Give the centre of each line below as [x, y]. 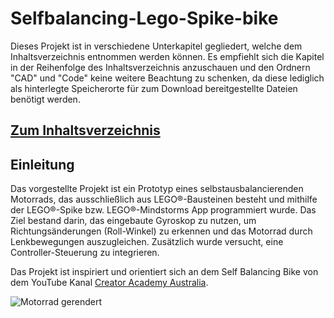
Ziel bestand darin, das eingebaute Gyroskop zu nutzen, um [133, 221]
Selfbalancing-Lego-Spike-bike [144, 18]
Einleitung [42, 164]
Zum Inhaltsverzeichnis [85, 130]
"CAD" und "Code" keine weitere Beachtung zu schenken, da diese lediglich [167, 78]
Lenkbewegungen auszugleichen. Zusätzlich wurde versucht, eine [147, 242]
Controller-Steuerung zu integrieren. [85, 253]
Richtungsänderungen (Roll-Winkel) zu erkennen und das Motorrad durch [161, 231]
